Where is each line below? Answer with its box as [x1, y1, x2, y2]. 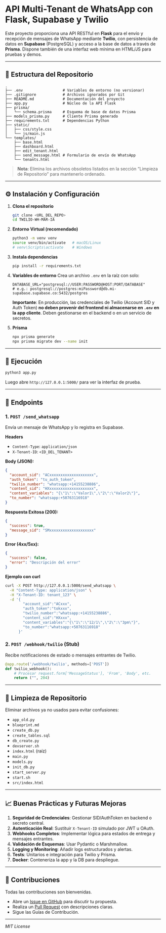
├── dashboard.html [14, 144, 54, 149]
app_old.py [12, 717, 35, 723]
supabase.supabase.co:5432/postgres [12, 290, 88, 295]
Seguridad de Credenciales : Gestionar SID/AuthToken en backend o [12, 815, 152, 821]
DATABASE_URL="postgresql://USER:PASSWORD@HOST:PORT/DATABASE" [12, 282, 146, 287]
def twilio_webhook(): [5, 666, 52, 671]
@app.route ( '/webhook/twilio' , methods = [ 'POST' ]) [5, 661, 110, 666]
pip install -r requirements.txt [12, 263, 82, 268]
